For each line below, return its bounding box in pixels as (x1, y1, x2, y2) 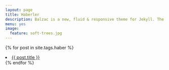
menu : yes (5, 21, 26, 27)
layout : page (5, 7, 33, 13)
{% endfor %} (5, 60, 34, 65)
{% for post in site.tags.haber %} (5, 45, 74, 50)
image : (5, 26, 19, 31)
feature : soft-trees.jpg (10, 31, 62, 36)
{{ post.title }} (12, 54, 40, 60)
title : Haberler (5, 12, 39, 17)
